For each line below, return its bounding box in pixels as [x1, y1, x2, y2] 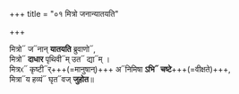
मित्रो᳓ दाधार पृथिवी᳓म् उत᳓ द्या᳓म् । [9, 54, 110, 64]
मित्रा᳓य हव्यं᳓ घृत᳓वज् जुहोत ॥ [9, 74, 94, 84]
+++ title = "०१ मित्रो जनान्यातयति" [9, 9, 119, 19]
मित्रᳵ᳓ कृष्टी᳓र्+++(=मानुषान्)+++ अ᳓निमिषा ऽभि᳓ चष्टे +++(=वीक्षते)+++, [9, 64, 231, 74]
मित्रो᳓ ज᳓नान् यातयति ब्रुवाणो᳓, [9, 44, 97, 54]
